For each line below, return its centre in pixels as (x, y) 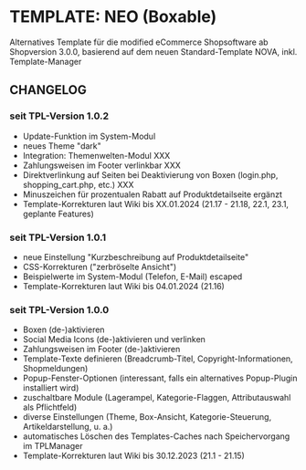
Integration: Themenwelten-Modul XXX (96, 155)
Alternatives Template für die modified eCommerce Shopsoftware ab (139, 42)
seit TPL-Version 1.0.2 (59, 116)
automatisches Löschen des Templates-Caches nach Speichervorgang (156, 436)
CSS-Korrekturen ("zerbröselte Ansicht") (100, 266)
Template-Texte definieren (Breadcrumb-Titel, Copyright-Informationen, (158, 359)
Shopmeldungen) (55, 369)
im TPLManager (53, 446)
